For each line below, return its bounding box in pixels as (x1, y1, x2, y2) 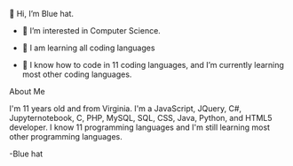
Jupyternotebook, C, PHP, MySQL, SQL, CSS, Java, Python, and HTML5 (9, 113, 273, 123)
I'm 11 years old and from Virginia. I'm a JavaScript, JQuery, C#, (9, 103, 242, 114)
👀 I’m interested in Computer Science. (21, 26, 162, 35)
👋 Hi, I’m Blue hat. (9, 9, 74, 19)
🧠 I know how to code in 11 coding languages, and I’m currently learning (21, 60, 284, 70)
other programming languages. (9, 132, 123, 141)
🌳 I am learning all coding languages (21, 42, 155, 53)
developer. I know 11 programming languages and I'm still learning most (9, 122, 271, 132)
